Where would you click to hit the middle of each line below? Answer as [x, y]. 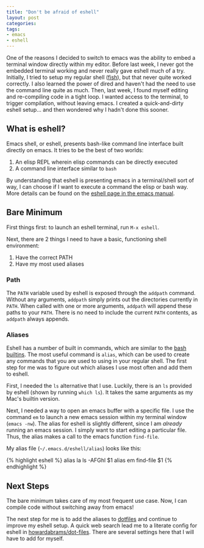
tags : [13, 29]
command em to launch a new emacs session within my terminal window [97, 417]
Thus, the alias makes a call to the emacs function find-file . [83, 437]
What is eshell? [36, 129]
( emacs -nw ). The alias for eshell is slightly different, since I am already [94, 424]
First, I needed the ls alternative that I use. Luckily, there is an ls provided [99, 386]
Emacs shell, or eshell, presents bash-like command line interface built [95, 144]
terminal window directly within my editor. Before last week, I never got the [100, 64]
